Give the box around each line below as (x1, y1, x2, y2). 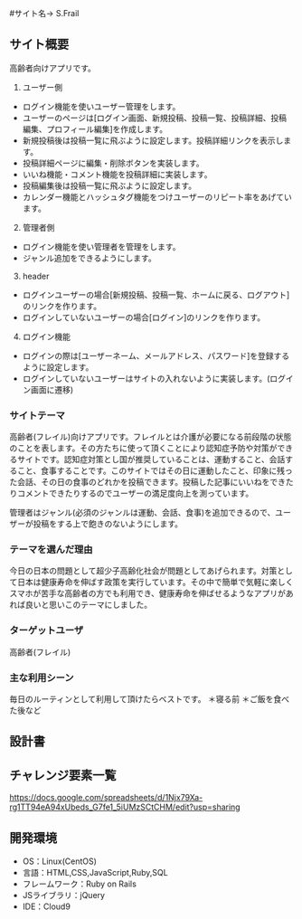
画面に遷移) (30, 384, 74, 395)
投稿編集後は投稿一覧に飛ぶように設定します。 (22, 180, 197, 191)
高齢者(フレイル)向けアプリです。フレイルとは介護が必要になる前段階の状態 (9, 431, 292, 442)
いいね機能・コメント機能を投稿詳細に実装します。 (22, 168, 212, 179)
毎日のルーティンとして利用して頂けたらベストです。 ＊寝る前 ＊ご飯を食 (9, 694, 282, 704)
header (22, 270, 50, 281)
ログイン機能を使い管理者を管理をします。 (22, 241, 181, 251)
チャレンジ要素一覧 (9, 767, 117, 782)
